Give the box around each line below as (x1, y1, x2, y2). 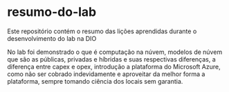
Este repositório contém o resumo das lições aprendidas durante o (7, 27, 197, 35)
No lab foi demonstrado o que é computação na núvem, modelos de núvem (7, 48, 223, 56)
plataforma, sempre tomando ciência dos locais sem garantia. (7, 77, 183, 85)
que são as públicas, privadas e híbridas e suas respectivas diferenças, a (7, 55, 216, 63)
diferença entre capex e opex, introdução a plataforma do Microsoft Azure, (7, 62, 221, 71)
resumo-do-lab (7, 4, 97, 20)
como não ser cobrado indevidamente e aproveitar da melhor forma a (7, 70, 205, 78)
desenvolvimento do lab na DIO (7, 34, 97, 42)
